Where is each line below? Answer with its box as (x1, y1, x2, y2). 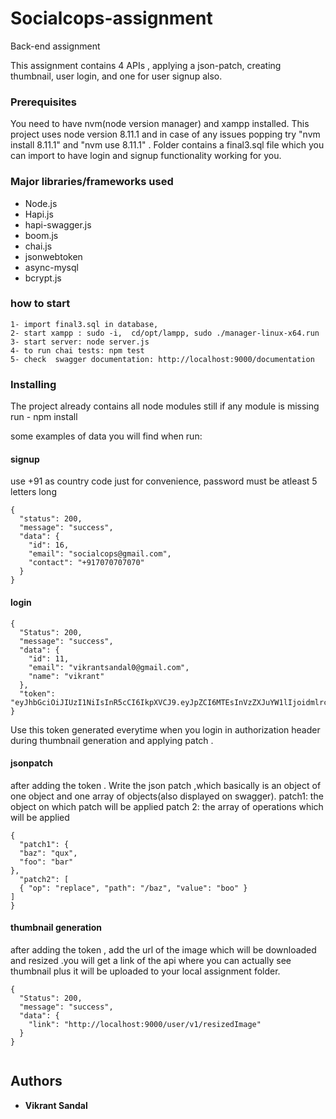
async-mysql (24, 261, 79, 273)
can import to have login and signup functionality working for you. (10, 150, 282, 162)
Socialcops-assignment (10, 7, 213, 30)
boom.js (24, 229, 59, 241)
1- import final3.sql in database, (10, 319, 159, 329)
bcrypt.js (24, 272, 62, 284)
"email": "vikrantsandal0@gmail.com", (28, 662, 190, 672)
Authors (10, 1073, 63, 1090)
